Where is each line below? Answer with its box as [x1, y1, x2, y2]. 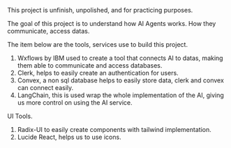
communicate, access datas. [7, 27, 90, 35]
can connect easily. [17, 84, 74, 91]
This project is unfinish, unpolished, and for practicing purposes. [7, 6, 193, 14]
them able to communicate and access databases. [17, 61, 163, 69]
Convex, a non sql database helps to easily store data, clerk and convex [17, 76, 225, 84]
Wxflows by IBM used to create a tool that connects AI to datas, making [17, 54, 223, 62]
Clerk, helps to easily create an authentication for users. [17, 69, 179, 77]
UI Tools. [7, 112, 33, 120]
